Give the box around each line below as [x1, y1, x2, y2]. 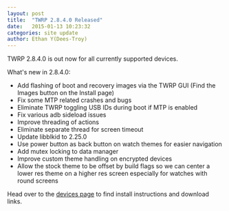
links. [7, 197, 23, 205]
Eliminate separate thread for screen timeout [17, 125, 144, 134]
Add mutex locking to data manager [17, 148, 119, 156]
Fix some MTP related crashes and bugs [17, 96, 132, 104]
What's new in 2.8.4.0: [7, 68, 71, 77]
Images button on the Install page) [17, 89, 115, 97]
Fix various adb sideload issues [17, 111, 107, 119]
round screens [17, 177, 58, 185]
